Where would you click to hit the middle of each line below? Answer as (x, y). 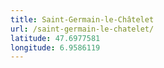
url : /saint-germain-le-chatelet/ (82, 29)
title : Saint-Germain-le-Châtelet (82, 19)
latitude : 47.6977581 (55, 38)
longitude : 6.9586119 (55, 47)
